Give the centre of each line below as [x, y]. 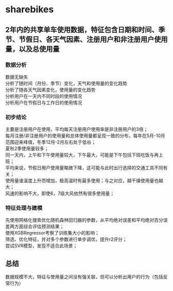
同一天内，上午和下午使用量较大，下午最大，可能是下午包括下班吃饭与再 [82, 155]
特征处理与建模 [24, 208]
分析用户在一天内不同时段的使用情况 [44, 96]
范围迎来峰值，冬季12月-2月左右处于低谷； [51, 142]
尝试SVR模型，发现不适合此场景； [41, 246]
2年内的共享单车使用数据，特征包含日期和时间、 [82, 30]
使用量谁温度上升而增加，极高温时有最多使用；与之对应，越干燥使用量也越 [84, 181]
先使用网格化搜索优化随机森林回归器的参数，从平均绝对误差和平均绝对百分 [84, 220]
